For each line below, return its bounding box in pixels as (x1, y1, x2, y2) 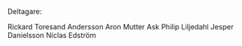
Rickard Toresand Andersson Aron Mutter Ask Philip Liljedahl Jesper (7, 22, 234, 31)
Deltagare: (7, 7, 43, 16)
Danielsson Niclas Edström (7, 31, 96, 40)
